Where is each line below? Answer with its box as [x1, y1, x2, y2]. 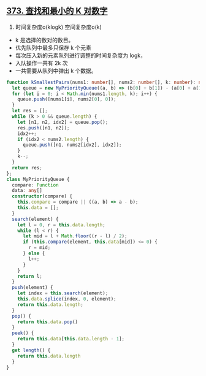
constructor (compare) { [12, 193, 72, 199]
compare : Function [12, 182, 59, 188]
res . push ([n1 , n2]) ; [17, 125, 70, 131]
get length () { [12, 347, 51, 353]
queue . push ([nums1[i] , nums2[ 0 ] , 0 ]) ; [17, 96, 116, 102]
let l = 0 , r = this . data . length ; [17, 221, 105, 228]
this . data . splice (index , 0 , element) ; [17, 296, 116, 302]
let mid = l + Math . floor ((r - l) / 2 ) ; [22, 233, 128, 239]
